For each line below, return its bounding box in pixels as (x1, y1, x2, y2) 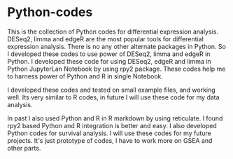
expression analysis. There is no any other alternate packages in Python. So (7, 42, 226, 50)
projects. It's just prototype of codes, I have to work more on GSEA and (7, 136, 213, 144)
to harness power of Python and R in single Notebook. (7, 71, 163, 81)
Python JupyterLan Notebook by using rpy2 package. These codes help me (7, 64, 226, 73)
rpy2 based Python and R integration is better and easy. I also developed (7, 121, 217, 130)
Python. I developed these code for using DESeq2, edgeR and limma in (7, 57, 211, 65)
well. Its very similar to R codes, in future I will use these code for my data (7, 92, 220, 102)
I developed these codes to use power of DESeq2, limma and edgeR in (7, 50, 211, 58)
